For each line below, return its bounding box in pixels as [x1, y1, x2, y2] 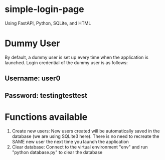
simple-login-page [5, 4, 84, 15]
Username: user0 [5, 74, 61, 83]
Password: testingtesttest [5, 91, 87, 100]
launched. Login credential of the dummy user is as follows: [5, 59, 128, 66]
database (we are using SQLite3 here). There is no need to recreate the [12, 133, 159, 139]
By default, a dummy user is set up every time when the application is [5, 54, 148, 60]
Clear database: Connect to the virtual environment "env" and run [12, 144, 148, 150]
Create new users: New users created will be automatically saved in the [12, 128, 160, 134]
